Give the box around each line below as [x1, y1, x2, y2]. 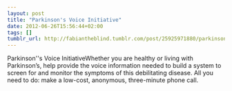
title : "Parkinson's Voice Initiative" [7, 16, 122, 23]
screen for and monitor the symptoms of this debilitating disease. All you [7, 69, 214, 77]
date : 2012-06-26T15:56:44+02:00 [7, 23, 104, 29]
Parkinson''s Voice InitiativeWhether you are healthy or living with [7, 54, 193, 62]
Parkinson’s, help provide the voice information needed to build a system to [7, 62, 222, 70]
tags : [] [7, 29, 32, 36]
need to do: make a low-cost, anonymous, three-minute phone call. [7, 76, 199, 84]
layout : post [7, 10, 45, 17]
